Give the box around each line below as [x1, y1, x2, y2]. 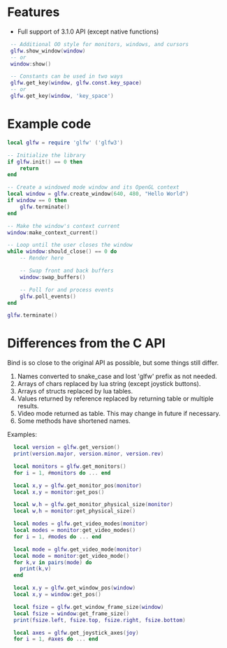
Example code [7, 116, 91, 132]
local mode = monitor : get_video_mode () [13, 552, 130, 559]
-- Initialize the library [7, 152, 86, 159]
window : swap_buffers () [20, 273, 86, 280]
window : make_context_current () [7, 229, 98, 236]
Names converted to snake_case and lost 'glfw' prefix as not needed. [17, 372, 217, 381]
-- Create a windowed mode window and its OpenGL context [7, 184, 180, 191]
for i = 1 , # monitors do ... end [13, 469, 111, 476]
